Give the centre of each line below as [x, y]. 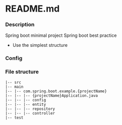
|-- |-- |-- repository [30, 109]
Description [20, 25]
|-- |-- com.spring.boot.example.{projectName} [56, 91]
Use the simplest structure [40, 45]
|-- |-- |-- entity [26, 104]
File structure [22, 72]
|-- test [14, 117]
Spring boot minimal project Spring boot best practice [61, 35]
